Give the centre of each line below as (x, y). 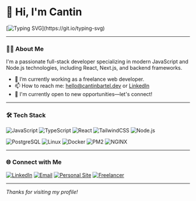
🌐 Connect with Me (34, 162)
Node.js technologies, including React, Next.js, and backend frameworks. (94, 68)
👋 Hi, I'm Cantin (44, 12)
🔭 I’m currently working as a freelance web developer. (79, 79)
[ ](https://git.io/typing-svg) (55, 28)
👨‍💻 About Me (25, 49)
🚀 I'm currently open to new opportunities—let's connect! (83, 94)
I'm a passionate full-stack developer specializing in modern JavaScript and (97, 62)
